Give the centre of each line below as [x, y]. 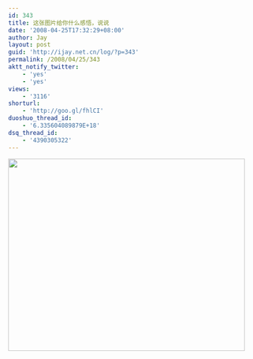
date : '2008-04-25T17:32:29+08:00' [67, 30]
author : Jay [28, 37]
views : [19, 89]
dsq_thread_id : [33, 133]
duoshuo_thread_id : [40, 118]
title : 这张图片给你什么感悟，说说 [59, 23]
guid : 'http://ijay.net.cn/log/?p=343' [74, 52]
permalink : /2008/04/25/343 [54, 60]
